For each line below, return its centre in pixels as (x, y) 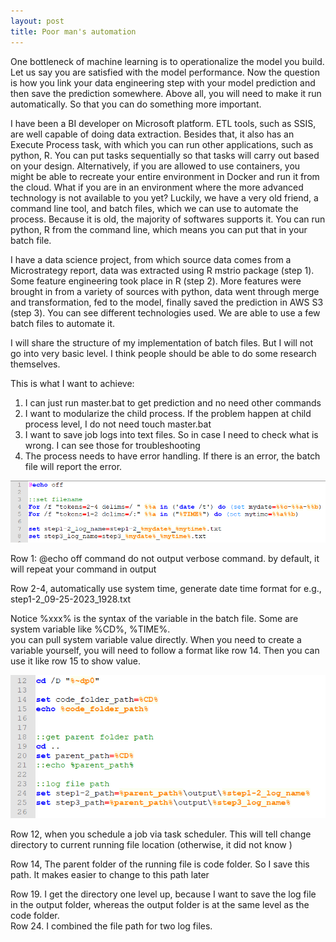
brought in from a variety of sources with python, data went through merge (165, 291)
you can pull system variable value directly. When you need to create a (156, 640)
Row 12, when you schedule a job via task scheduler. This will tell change (161, 834)
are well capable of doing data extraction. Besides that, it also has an (152, 134)
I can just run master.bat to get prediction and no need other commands (173, 402)
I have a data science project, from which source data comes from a (151, 259)
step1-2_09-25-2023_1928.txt (71, 599)
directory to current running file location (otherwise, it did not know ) (151, 844)
